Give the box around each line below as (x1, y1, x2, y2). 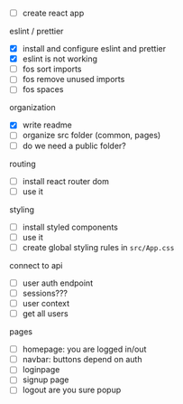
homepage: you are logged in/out (22, 343, 147, 355)
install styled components (22, 221, 119, 232)
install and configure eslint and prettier (22, 43, 167, 54)
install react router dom (22, 175, 110, 186)
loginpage (22, 364, 60, 375)
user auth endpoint (22, 277, 93, 288)
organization (9, 102, 56, 113)
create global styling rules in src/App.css (22, 241, 175, 252)
